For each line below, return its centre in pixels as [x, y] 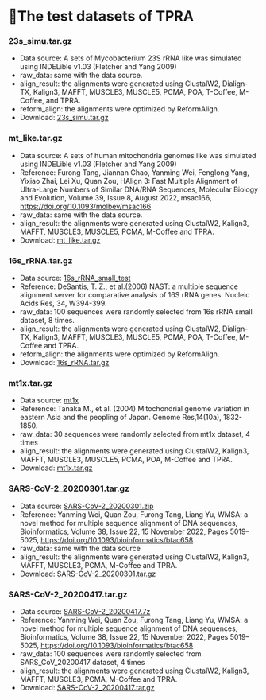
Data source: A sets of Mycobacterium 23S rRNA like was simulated [131, 58]
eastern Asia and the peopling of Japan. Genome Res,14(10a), [121, 418]
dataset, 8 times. [47, 321]
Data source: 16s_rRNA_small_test [75, 278]
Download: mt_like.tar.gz [60, 240]
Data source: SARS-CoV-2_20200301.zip [87, 506]
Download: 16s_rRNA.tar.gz [64, 363]
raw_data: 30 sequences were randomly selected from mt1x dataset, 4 [135, 434]
